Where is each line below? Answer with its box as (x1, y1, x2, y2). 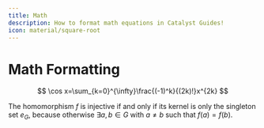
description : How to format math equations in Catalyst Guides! (8, 19, 224, 27)
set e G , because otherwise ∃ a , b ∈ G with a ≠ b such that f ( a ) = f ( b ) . (8, 110, 233, 122)
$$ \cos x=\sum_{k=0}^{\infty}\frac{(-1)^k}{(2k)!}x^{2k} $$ (36, 86, 229, 96)
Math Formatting (8, 60, 120, 78)
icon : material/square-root (8, 26, 101, 34)
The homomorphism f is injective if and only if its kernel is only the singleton (8, 102, 256, 111)
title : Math (8, 11, 47, 20)
